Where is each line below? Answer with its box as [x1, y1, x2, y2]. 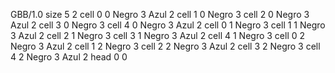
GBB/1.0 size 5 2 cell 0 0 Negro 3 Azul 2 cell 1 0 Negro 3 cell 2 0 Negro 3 [10, 9, 310, 20]
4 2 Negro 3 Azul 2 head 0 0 [10, 51, 128, 63]
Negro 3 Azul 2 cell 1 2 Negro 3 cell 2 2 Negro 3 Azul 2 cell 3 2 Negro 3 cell [10, 40, 321, 52]
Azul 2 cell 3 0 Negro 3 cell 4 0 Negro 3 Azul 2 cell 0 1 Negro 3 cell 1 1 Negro [10, 19, 326, 31]
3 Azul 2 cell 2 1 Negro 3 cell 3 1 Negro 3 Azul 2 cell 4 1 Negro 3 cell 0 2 [10, 30, 306, 41]
